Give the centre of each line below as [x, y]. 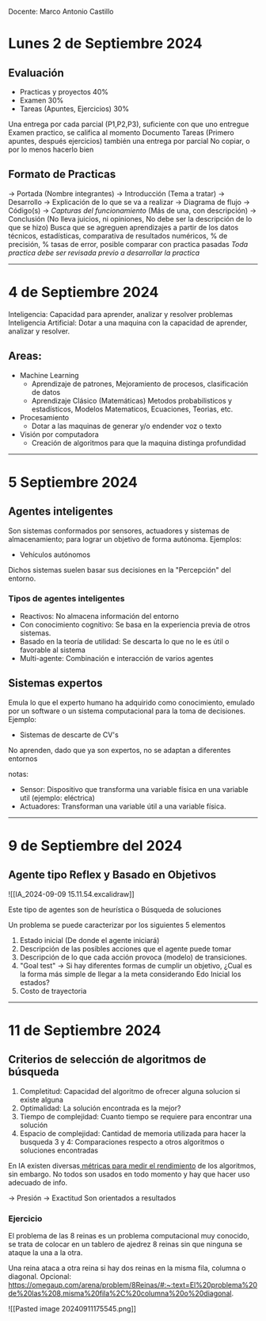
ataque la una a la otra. [46, 1252]
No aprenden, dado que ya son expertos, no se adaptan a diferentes [120, 750]
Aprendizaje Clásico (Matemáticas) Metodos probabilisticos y [131, 400]
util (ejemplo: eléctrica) [57, 798]
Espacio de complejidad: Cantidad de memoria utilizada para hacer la [133, 1133]
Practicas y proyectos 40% [64, 92]
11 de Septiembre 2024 [85, 1030]
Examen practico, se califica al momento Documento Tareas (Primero [122, 133]
